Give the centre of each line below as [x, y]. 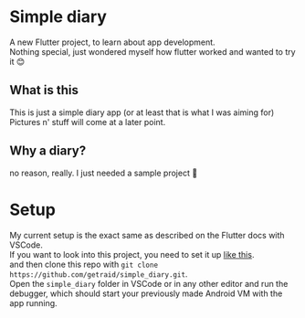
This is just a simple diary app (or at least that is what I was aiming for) [142, 112]
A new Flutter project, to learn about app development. [113, 42]
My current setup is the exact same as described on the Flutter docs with [147, 235]
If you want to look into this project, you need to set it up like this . [132, 254]
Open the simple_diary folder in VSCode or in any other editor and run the [149, 283]
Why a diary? [48, 151]
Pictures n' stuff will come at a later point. [88, 122]
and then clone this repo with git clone [84, 264]
